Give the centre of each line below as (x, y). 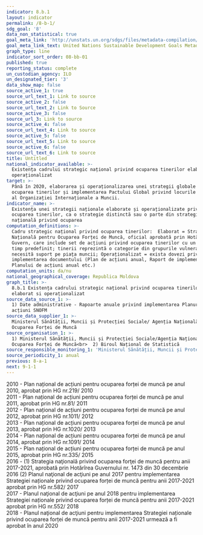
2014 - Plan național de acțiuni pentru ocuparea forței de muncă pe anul (96, 435)
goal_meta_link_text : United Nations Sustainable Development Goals (94, 46)
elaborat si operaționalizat (48, 294)
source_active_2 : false (36, 102)
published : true (27, 62)
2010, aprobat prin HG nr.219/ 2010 (50, 390)
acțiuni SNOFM (29, 311)
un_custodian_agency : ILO (39, 74)
